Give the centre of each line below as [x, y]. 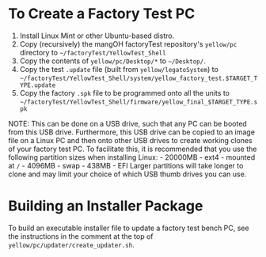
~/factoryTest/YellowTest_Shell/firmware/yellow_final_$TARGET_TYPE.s [139, 102]
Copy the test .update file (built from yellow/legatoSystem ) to [119, 69]
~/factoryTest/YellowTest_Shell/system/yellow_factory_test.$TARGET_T [139, 78]
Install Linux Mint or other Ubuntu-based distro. [97, 36]
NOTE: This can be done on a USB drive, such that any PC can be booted [127, 123]
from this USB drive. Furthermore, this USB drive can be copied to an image [132, 132]
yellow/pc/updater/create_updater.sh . [71, 244]
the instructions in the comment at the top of [81, 236]
